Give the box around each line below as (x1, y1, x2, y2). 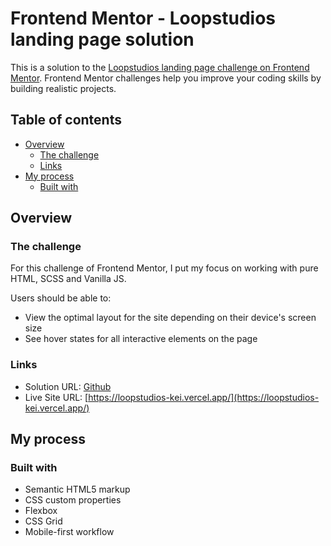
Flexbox (24, 505, 58, 517)
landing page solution (10, 28, 195, 51)
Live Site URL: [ (24, 391, 89, 403)
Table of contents (10, 112, 122, 129)
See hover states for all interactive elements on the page (24, 333, 258, 345)
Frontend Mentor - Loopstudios (10, 7, 276, 30)
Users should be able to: (10, 292, 112, 304)
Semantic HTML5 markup (24, 483, 131, 496)
